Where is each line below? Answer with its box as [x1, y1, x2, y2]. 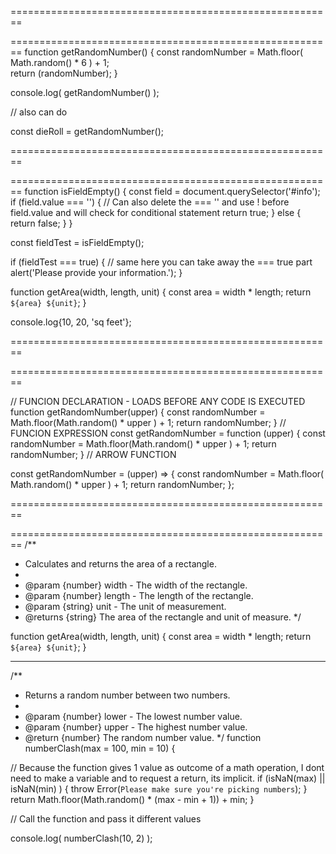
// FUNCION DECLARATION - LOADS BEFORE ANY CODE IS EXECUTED [10, 396, 306, 407]
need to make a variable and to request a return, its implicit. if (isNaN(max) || [10, 772, 326, 784]
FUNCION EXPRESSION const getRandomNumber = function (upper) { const [10, 427, 326, 439]
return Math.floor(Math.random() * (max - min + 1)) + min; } [10, 794, 255, 805]
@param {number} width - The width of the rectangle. [24, 579, 248, 591]
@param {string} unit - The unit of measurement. [24, 601, 227, 612]
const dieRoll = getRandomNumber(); [10, 126, 164, 137]
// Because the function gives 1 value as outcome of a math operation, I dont [10, 762, 325, 773]
